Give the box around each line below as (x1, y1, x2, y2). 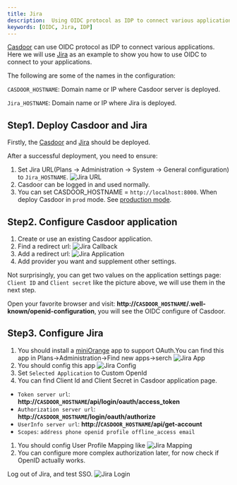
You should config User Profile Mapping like (17, 441, 146, 449)
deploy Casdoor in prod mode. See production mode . (17, 196, 172, 204)
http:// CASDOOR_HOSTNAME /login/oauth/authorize (17, 412, 156, 421)
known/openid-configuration (7, 307, 95, 315)
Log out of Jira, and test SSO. (7, 469, 93, 478)
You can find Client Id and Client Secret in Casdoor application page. (17, 376, 217, 385)
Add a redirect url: (17, 250, 71, 258)
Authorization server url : (17, 405, 96, 413)
